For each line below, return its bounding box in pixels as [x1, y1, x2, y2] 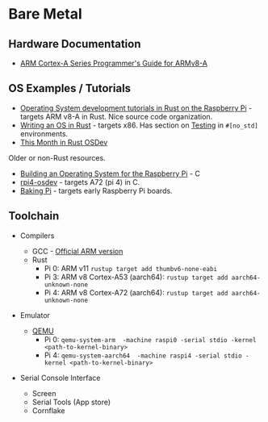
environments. [19, 128, 69, 138]
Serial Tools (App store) [31, 397, 111, 407]
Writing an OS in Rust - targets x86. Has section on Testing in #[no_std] [19, 120, 258, 130]
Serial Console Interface [19, 373, 101, 382]
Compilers [19, 231, 55, 240]
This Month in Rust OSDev [19, 137, 108, 147]
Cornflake [31, 405, 65, 416]
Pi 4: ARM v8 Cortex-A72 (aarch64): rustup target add [44, 287, 228, 297]
